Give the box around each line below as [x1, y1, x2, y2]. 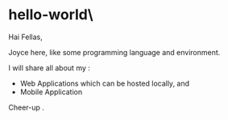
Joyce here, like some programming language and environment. [8, 47, 221, 57]
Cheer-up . [8, 102, 44, 112]
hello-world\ [8, 6, 94, 24]
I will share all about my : [8, 62, 91, 73]
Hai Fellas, [8, 32, 43, 42]
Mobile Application [19, 86, 83, 97]
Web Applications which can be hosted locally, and [19, 78, 190, 88]
